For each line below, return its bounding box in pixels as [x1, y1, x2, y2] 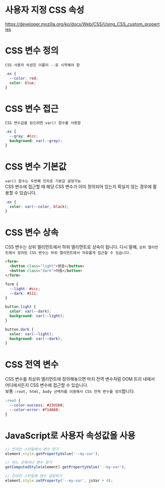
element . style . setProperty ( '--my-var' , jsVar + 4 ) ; [5, 478, 113, 483]
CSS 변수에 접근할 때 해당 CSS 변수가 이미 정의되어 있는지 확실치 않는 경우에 [5, 183, 152, 190]
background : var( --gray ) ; [9, 138, 63, 143]
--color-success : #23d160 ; [9, 403, 65, 408]
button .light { [5, 304, 36, 309]
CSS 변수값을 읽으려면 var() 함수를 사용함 [5, 121, 81, 126]
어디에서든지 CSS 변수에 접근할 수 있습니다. [5, 382, 88, 388]
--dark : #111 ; [9, 291, 38, 296]
